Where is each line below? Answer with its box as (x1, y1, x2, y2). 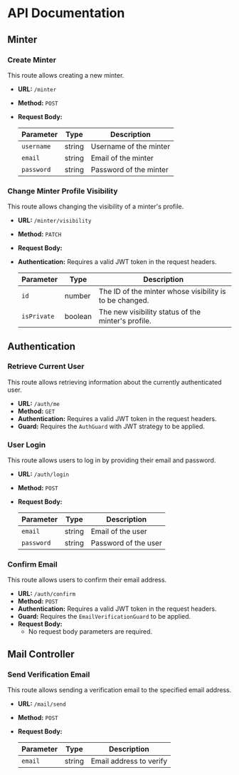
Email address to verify (90, 756, 168, 766)
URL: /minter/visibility (17, 216, 92, 225)
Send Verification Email (7, 669, 90, 679)
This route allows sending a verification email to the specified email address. (7, 686, 232, 694)
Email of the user (90, 527, 147, 537)
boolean (64, 312, 92, 322)
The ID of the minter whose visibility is (98, 287, 226, 297)
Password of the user (90, 538, 162, 548)
